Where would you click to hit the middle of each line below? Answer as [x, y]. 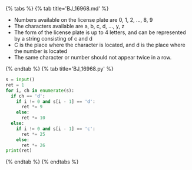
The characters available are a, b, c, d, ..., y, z [69, 26]
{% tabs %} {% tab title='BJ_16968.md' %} [57, 9]
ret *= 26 [33, 145]
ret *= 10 [33, 118]
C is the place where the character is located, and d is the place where [100, 45]
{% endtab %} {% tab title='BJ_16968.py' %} [60, 69]
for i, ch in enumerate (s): [40, 91]
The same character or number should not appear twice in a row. [93, 57]
